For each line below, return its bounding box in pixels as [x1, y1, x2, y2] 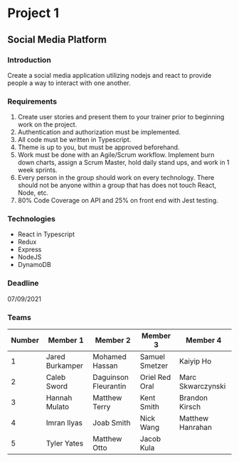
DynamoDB [17, 261, 51, 269]
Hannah [46, 393, 73, 403]
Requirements [7, 96, 58, 106]
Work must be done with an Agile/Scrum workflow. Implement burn [17, 151, 215, 159]
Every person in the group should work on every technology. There [17, 174, 215, 182]
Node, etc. [17, 189, 49, 197]
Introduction [7, 55, 51, 65]
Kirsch [179, 402, 201, 412]
